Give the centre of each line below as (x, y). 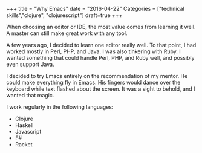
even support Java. (30, 64)
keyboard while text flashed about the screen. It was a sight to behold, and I (101, 89)
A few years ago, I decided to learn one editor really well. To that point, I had (101, 45)
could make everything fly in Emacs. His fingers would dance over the (93, 82)
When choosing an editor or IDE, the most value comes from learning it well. (101, 27)
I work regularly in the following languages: (60, 107)
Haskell (24, 125)
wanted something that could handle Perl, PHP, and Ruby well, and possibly (100, 58)
